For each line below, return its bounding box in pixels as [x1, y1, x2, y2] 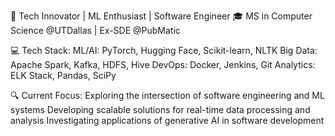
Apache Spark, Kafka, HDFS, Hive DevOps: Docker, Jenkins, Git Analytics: [10, 59, 316, 70]
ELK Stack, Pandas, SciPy [10, 70, 117, 81]
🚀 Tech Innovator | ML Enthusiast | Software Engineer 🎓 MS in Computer [10, 10, 313, 22]
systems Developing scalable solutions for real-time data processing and [10, 104, 311, 115]
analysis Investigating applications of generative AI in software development [10, 115, 325, 126]
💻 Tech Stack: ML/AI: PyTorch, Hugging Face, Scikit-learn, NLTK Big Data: [10, 45, 318, 56]
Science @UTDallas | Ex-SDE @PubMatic [10, 25, 181, 36]
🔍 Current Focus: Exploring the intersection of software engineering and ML [10, 90, 325, 101]
